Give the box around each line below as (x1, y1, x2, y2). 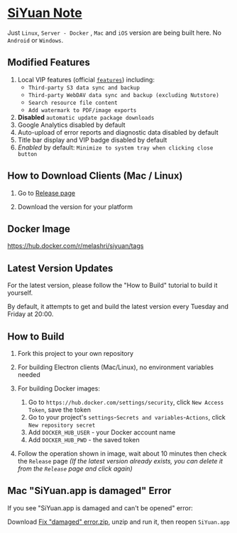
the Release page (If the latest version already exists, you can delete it (17, 457, 224, 465)
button (17, 150, 38, 157)
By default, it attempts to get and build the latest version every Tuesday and (7, 303, 228, 311)
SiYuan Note (7, 5, 83, 21)
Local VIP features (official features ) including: (17, 75, 155, 84)
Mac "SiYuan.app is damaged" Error (7, 485, 172, 497)
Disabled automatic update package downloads (17, 113, 155, 121)
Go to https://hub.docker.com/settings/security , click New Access (28, 398, 224, 406)
